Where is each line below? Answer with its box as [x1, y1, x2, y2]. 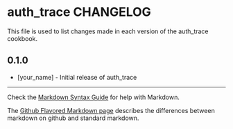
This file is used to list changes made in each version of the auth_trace [7, 27, 209, 35]
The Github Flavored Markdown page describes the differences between [7, 106, 215, 114]
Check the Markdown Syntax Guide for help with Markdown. [7, 93, 180, 101]
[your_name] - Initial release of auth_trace [17, 73, 137, 81]
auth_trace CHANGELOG [7, 4, 151, 20]
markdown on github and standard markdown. [7, 114, 139, 122]
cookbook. [7, 34, 38, 42]
